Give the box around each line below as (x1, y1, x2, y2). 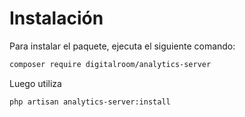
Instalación (9, 7, 104, 30)
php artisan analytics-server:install (9, 97, 171, 107)
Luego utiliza (9, 77, 62, 89)
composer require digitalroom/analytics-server (9, 59, 212, 69)
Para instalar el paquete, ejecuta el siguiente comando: (9, 40, 236, 52)
